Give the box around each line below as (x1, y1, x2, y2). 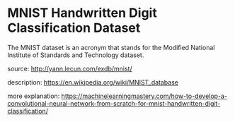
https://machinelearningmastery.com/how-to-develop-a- (61, 92, 228, 100)
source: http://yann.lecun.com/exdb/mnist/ (7, 64, 132, 73)
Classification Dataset (7, 20, 141, 36)
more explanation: (7, 92, 60, 100)
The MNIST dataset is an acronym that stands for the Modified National (7, 43, 215, 51)
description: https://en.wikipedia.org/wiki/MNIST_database (7, 78, 179, 86)
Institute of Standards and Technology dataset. (7, 51, 144, 59)
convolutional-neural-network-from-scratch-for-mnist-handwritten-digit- (7, 99, 221, 107)
